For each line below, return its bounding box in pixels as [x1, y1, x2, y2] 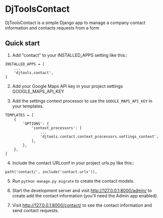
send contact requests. [12, 207, 59, 213]
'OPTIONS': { [23, 121, 49, 126]
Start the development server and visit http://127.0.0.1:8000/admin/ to [12, 188, 152, 193]
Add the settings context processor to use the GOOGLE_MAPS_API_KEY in [12, 98, 153, 104]
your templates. [12, 103, 44, 109]
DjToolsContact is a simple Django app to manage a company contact [5, 20, 146, 26]
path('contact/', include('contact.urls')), [5, 169, 97, 174]
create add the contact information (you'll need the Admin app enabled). [12, 192, 158, 198]
